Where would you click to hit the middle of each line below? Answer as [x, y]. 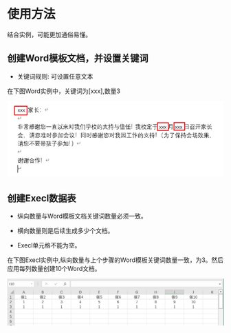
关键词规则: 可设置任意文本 [55, 76]
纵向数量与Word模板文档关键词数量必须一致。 [82, 216]
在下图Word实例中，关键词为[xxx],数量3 [64, 91]
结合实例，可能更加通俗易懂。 [49, 34]
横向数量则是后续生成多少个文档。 [65, 231]
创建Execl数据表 [42, 198]
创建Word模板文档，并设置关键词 [78, 58]
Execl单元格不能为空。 [49, 245]
